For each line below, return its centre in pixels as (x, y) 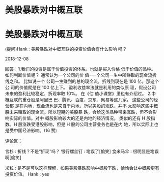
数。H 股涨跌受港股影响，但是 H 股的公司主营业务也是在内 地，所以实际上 (80, 124)
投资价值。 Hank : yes (27, 174)
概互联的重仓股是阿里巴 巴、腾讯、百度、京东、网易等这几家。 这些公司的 (79, 100)
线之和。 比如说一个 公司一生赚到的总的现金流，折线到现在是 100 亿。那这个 (82, 81)
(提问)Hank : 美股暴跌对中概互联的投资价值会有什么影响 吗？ (66, 49)
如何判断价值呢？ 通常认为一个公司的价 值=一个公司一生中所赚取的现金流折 (81, 75)
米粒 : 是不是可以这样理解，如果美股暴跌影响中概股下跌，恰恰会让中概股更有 (82, 168)
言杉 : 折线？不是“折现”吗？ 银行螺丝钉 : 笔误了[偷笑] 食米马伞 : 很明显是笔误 (82, 152)
